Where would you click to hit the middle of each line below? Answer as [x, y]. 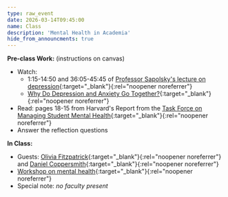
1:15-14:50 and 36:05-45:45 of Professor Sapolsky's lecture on [116, 79]
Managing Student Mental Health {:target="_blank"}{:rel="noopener [113, 116]
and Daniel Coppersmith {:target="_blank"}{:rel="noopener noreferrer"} [118, 164]
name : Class [24, 26]
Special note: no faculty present [62, 186]
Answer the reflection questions [62, 130]
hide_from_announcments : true [51, 39]
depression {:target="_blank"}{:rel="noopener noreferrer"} [110, 86]
